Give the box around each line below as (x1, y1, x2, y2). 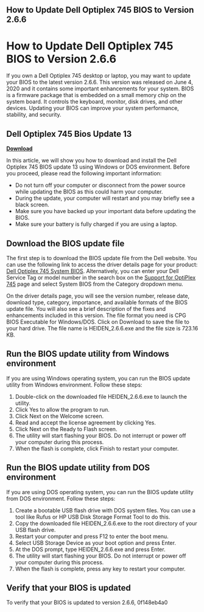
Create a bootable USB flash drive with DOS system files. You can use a (15, 506, 196, 514)
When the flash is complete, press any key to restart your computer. (15, 565, 186, 572)
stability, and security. (6, 111, 62, 118)
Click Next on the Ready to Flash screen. (15, 425, 118, 432)
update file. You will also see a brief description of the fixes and (6, 305, 166, 312)
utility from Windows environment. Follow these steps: (6, 381, 142, 388)
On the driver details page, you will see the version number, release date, (6, 292, 190, 299)
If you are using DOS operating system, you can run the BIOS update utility (6, 488, 194, 495)
